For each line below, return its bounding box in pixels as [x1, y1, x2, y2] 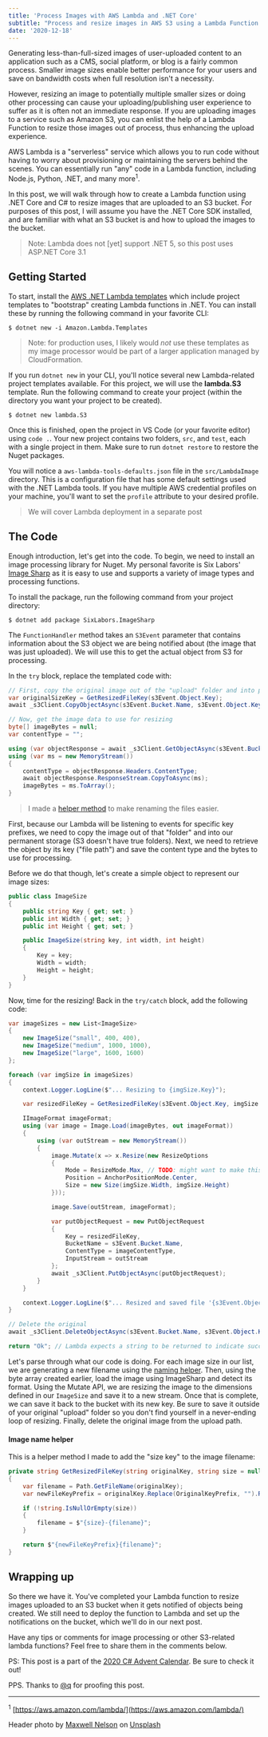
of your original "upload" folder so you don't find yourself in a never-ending [8, 1407, 257, 1417]
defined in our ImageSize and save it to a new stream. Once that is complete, [8, 1390, 259, 1400]
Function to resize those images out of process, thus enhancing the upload [8, 123, 254, 132]
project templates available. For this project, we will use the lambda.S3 [8, 378, 242, 388]
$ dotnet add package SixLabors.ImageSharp [8, 616, 156, 624]
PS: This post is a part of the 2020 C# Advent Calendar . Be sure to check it [8, 1656, 254, 1666]
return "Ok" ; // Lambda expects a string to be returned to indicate [8, 1342, 245, 1351]
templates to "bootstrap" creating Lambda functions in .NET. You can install [8, 300, 257, 310]
